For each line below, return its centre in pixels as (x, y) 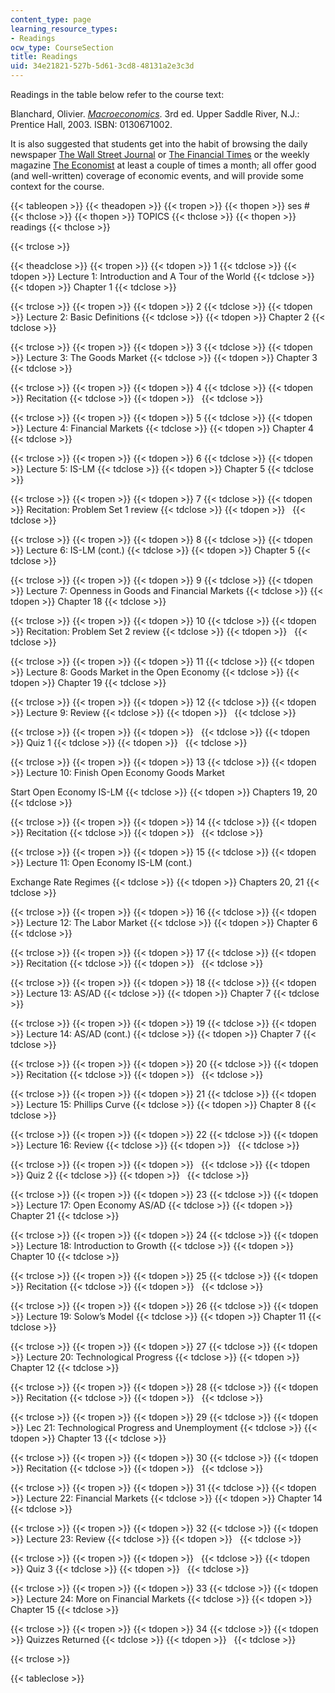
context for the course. (57, 186)
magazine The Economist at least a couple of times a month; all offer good (163, 165)
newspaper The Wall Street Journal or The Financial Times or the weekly (160, 154)
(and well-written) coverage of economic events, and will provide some (157, 175)
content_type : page (51, 19)
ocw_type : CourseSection (62, 47)
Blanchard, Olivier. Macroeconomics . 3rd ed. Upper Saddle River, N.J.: (155, 114)
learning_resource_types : (64, 29)
